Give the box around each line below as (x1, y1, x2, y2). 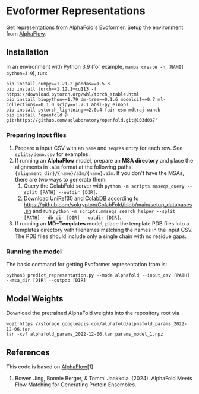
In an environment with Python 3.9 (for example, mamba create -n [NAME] (6, 63, 184, 70)
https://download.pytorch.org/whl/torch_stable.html (6, 91, 140, 97)
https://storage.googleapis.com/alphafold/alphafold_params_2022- (19, 321, 187, 327)
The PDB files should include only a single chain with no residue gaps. (14, 233, 187, 240)
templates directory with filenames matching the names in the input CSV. (14, 227, 193, 234)
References (6, 347, 50, 357)
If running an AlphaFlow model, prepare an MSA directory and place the (14, 157, 194, 164)
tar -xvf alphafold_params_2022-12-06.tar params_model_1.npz (6, 331, 163, 338)
